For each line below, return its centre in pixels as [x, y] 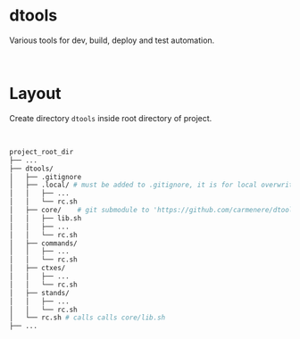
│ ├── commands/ [43, 243]
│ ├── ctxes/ [37, 269]
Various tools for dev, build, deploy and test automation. [112, 40]
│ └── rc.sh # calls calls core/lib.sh [87, 318]
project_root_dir [42, 152]
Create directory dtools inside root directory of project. [111, 118]
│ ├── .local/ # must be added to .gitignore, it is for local [133, 185]
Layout [35, 94]
